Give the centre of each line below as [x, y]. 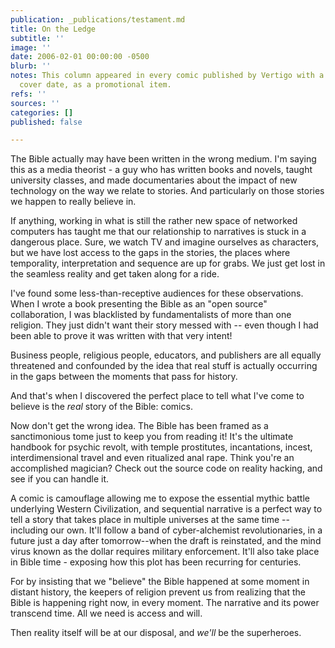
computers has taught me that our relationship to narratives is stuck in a [158, 232]
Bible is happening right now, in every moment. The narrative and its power [165, 603]
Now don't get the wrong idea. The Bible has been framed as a [139, 426]
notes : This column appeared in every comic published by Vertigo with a [167, 76]
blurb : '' [31, 66]
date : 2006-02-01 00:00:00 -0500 [80, 57]
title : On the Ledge [53, 29]
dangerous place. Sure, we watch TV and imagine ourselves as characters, [165, 242]
